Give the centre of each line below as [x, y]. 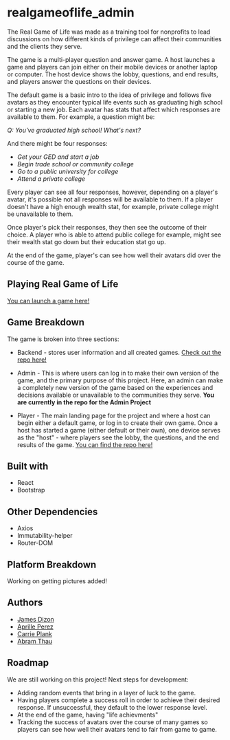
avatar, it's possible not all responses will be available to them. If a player [110, 199]
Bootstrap [31, 490]
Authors [25, 603]
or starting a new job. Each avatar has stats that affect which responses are [114, 109]
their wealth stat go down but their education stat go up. [87, 241]
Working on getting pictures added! [57, 581]
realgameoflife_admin [71, 13]
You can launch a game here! [48, 301]
